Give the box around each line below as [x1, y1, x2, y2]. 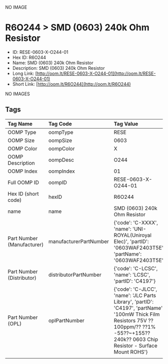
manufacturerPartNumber [48, 238, 109, 245]
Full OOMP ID [7, 179, 39, 186]
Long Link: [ [12, 70, 37, 76]
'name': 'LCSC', [113, 271, 150, 278]
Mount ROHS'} [113, 348, 148, 355]
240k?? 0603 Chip [113, 336, 158, 343]
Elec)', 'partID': [113, 238, 149, 245]
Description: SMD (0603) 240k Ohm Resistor [12, 65, 105, 71]
